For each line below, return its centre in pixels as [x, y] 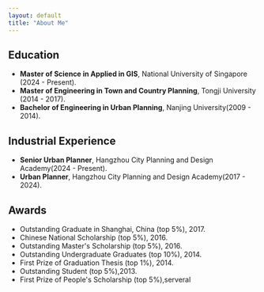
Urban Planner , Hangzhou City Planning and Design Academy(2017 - [132, 177]
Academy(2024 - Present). [63, 169]
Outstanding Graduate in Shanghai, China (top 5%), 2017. [112, 229]
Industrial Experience [62, 140]
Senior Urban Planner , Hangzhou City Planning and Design [116, 160]
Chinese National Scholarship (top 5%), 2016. [94, 237]
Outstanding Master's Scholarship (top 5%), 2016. [101, 245]
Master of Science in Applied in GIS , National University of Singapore [133, 74]
